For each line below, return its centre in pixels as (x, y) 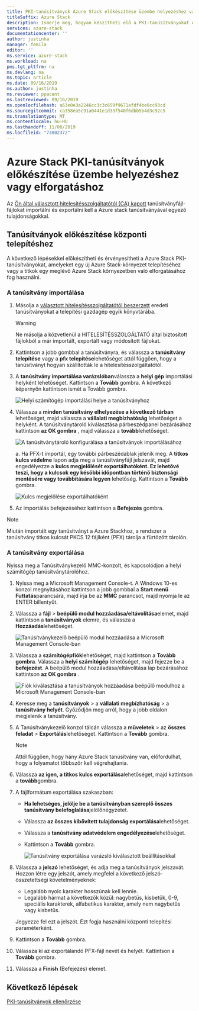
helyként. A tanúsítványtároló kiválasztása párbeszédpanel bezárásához (103, 424)
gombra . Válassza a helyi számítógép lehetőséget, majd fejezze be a (100, 662)
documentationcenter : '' (37, 34)
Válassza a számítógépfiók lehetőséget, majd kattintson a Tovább (95, 655)
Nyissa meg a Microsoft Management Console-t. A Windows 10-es (96, 583)
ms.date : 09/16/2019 (32, 83)
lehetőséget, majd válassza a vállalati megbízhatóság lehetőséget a (99, 418)
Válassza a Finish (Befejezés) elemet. (61, 969)
